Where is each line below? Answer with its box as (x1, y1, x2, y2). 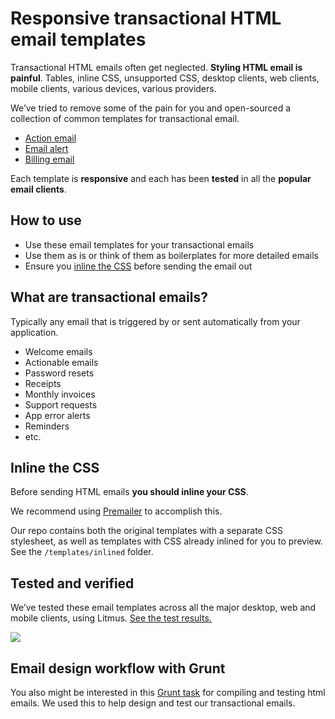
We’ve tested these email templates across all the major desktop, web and (10, 602, 317, 614)
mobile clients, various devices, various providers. (10, 82, 217, 94)
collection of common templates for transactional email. (10, 112, 240, 124)
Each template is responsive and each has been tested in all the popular (10, 172, 312, 184)
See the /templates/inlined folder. (10, 546, 154, 558)
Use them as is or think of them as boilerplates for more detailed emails (24, 249, 319, 261)
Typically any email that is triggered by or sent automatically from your (10, 315, 301, 327)
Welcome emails (24, 345, 93, 357)
